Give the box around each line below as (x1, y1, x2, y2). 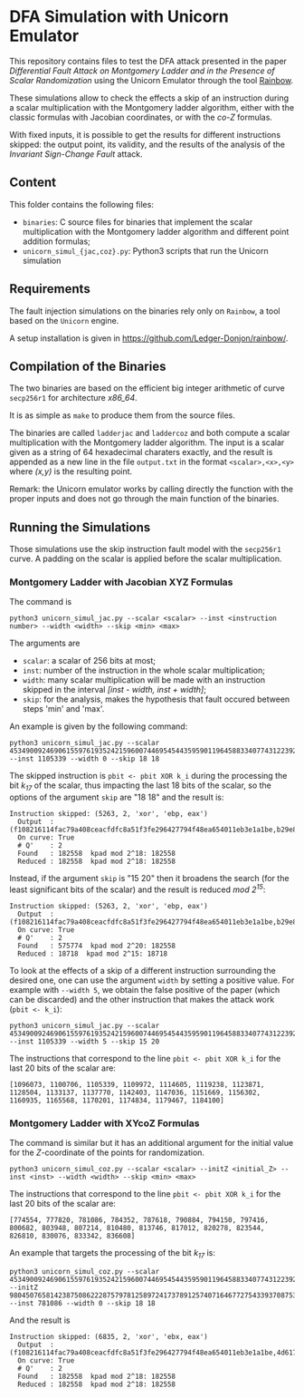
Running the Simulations (9, 519, 151, 535)
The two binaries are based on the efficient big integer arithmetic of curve (9, 383, 285, 393)
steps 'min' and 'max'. (22, 704, 105, 714)
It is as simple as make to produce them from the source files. (9, 410, 235, 421)
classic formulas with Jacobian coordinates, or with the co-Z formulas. (9, 112, 273, 122)
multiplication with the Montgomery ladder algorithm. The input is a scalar (9, 437, 285, 448)
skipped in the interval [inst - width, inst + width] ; (22, 684, 206, 695)
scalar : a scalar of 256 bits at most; (22, 655, 157, 666)
